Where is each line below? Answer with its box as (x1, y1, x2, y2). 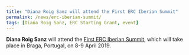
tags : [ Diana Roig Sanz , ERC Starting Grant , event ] (6, 20, 139, 25)
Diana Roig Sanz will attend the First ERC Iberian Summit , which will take (6, 36, 183, 43)
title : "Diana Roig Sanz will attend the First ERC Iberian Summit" (6, 8, 178, 15)
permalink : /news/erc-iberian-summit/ (6, 14, 102, 20)
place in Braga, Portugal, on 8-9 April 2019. (6, 42, 111, 49)
